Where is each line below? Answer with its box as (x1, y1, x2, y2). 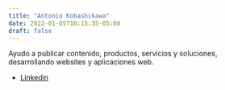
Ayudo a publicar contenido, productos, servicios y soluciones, (8, 49, 218, 59)
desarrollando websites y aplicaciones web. (8, 57, 154, 67)
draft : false (8, 27, 52, 35)
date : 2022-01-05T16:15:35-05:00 (8, 19, 121, 27)
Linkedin (19, 73, 49, 83)
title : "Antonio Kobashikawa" (8, 11, 110, 20)
